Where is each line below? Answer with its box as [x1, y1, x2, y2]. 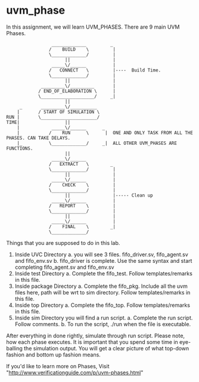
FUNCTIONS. [6, 145, 33, 151]
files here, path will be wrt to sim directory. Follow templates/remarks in [14, 288, 191, 296]
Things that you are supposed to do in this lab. [6, 239, 120, 246]
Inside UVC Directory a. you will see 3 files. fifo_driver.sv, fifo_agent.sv [14, 251, 189, 258]
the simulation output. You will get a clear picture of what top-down [23, 344, 189, 352]
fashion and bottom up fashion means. [6, 351, 101, 358]
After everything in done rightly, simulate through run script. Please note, [6, 332, 185, 339]
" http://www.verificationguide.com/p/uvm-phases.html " [6, 369, 144, 376]
